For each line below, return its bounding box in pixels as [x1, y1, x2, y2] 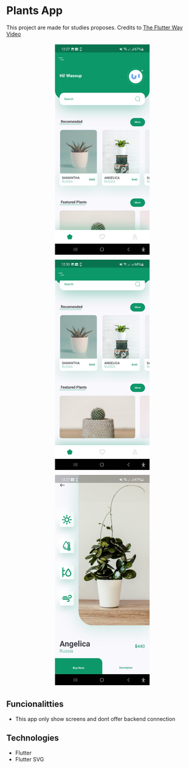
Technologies [6, 733, 60, 744]
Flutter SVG [15, 755, 44, 763]
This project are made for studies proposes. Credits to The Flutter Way [6, 24, 184, 31]
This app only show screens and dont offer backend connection [15, 715, 176, 722]
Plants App [6, 4, 63, 18]
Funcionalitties [6, 699, 64, 709]
